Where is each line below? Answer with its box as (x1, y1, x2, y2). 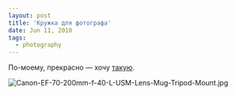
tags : (8, 33, 26, 42)
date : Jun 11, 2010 (8, 26, 73, 34)
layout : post (8, 11, 51, 20)
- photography (15, 41, 62, 49)
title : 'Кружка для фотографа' (8, 19, 112, 27)
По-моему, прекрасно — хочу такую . (8, 63, 135, 72)
